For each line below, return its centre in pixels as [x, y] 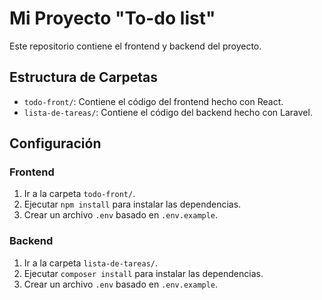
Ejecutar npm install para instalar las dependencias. [132, 204]
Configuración [55, 143]
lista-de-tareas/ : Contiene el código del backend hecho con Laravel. [168, 112]
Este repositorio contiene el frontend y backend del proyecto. [135, 46]
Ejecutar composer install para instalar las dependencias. [143, 273]
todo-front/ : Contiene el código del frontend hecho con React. [153, 101]
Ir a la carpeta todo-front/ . [79, 194]
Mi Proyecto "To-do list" [112, 18]
